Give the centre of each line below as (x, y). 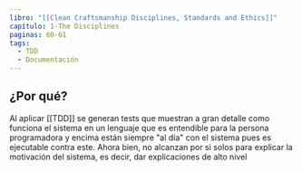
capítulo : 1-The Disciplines (64, 26)
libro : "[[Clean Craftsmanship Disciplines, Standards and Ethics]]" (144, 18)
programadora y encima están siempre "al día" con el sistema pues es (141, 138)
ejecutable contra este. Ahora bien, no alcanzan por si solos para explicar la (151, 147)
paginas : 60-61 (38, 34)
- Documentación (48, 60)
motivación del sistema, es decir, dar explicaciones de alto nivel (128, 157)
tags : (19, 43)
